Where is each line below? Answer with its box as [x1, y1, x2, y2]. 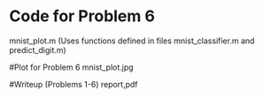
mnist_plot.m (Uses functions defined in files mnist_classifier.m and [9, 35, 255, 46]
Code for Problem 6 [9, 6, 155, 26]
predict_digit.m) [9, 44, 66, 55]
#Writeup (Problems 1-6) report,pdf [9, 79, 139, 89]
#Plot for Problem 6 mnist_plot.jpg [9, 62, 135, 72]
